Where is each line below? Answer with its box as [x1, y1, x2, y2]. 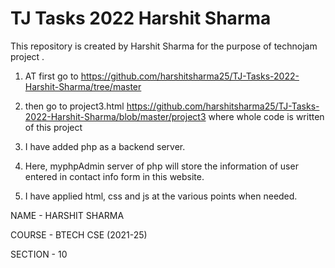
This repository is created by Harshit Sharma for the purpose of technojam [10, 40, 318, 52]
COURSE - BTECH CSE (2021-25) [10, 228, 148, 241]
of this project [24, 121, 83, 133]
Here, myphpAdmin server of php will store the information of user [24, 160, 299, 172]
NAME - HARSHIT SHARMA [10, 209, 125, 221]
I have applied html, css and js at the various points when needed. [24, 190, 298, 202]
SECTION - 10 [10, 248, 68, 260]
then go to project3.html [24, 100, 125, 112]
